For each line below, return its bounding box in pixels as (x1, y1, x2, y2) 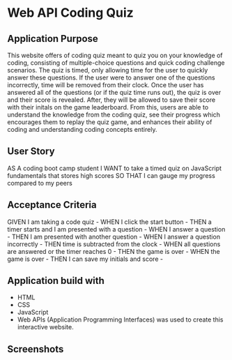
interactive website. (17, 323, 75, 331)
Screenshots (7, 343, 64, 355)
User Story (7, 145, 55, 158)
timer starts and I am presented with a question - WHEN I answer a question (7, 225, 226, 233)
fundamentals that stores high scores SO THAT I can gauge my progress (7, 171, 216, 179)
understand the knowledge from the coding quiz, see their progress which (7, 110, 221, 119)
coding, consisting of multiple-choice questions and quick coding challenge (7, 59, 225, 67)
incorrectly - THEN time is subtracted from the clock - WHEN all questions (7, 239, 221, 248)
